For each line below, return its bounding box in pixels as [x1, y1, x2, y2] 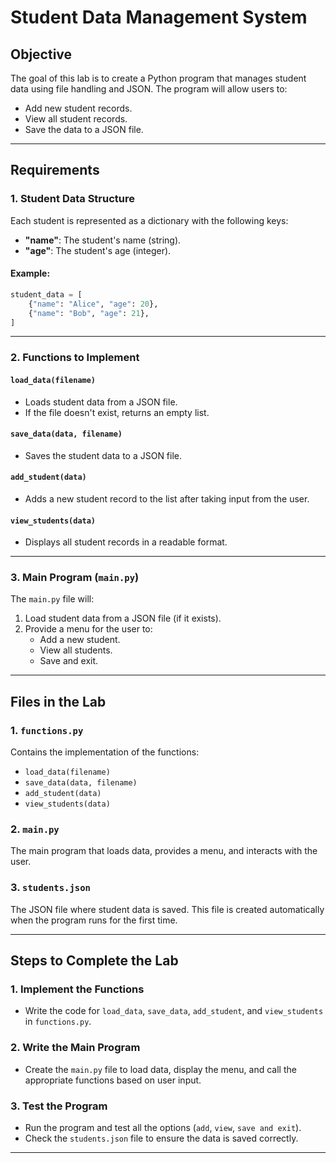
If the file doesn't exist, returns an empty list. [24, 406, 210, 418]
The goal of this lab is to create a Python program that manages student [10, 72, 307, 84]
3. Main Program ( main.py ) [10, 571, 140, 585]
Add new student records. [24, 102, 133, 114]
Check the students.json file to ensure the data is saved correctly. [24, 1132, 299, 1144]
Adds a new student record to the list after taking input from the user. [24, 492, 310, 505]
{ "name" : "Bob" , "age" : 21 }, [28, 308, 150, 318]
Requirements [10, 162, 100, 179]
